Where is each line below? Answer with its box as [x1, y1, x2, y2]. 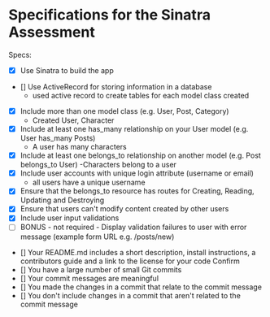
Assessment [8, 23, 95, 41]
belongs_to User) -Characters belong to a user [20, 160, 177, 170]
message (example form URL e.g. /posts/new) [20, 232, 175, 241]
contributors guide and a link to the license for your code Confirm [20, 256, 240, 266]
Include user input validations [20, 213, 120, 223]
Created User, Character [32, 115, 115, 125]
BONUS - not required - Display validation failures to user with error [20, 222, 247, 232]
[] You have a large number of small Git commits [20, 264, 182, 274]
